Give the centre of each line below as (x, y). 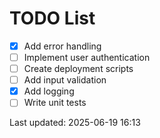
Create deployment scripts (78, 69)
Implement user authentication (87, 57)
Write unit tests (55, 103)
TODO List (52, 18)
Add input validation (65, 80)
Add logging (49, 91)
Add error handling (62, 46)
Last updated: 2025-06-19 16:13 (75, 123)
